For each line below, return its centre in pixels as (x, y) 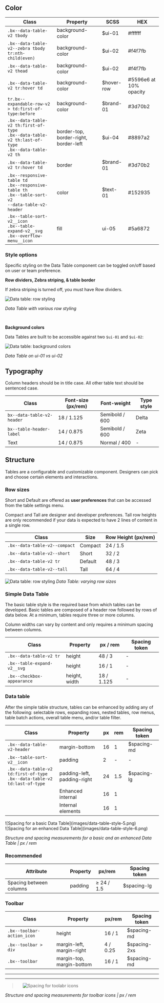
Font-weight (115, 403)
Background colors (25, 327)
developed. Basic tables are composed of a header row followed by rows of (81, 610)
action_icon (21, 936)
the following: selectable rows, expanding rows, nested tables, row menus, (80, 712)
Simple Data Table (27, 594)
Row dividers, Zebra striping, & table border (50, 280)
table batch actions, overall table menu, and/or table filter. (63, 717)
